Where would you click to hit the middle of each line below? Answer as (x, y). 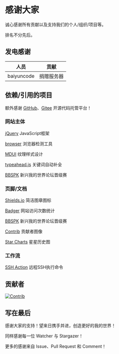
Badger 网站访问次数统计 (30, 211)
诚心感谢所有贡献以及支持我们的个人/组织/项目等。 (56, 24)
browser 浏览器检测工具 (29, 144)
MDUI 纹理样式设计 (24, 154)
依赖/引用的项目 (29, 95)
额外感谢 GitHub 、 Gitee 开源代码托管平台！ (48, 108)
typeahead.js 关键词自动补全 (34, 164)
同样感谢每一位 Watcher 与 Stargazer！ (44, 336)
